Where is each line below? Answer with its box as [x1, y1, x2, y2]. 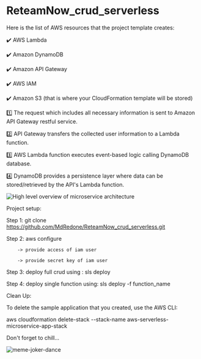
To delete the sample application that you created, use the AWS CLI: [6, 304, 178, 311]
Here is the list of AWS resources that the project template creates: [6, 24, 175, 31]
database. [6, 160, 32, 167]
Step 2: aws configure [6, 235, 62, 242]
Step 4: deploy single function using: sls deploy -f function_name [6, 280, 171, 287]
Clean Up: [6, 292, 32, 299]
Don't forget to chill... [6, 334, 60, 341]
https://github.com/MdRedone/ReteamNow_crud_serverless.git [6, 223, 166, 230]
